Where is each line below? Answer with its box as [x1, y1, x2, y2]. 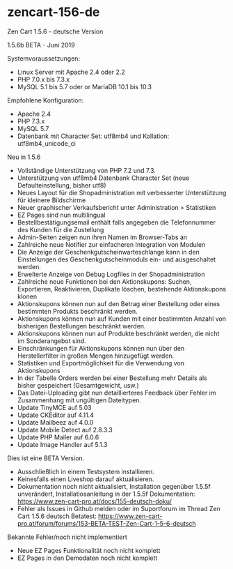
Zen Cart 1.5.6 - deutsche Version [7, 27, 104, 36]
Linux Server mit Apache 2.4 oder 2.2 [17, 68, 125, 76]
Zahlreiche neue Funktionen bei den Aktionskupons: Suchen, [17, 277, 192, 286]
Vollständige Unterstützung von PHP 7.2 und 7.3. [17, 166, 156, 174]
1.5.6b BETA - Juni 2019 [7, 40, 75, 49]
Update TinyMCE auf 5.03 [17, 403, 92, 411]
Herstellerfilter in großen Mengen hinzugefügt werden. [17, 351, 175, 360]
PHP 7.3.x [17, 116, 45, 126]
